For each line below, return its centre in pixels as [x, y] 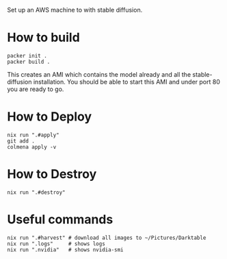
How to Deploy [50, 117]
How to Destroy [52, 174]
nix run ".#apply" [33, 135]
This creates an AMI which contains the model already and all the [99, 74]
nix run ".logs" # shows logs [56, 244]
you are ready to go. [36, 89]
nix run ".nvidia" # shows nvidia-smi [66, 249]
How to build [43, 38]
